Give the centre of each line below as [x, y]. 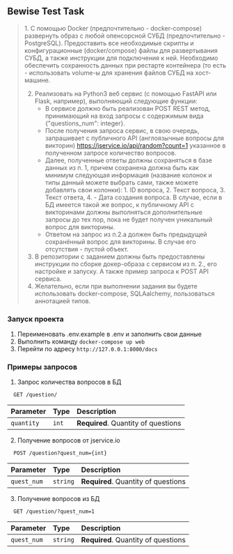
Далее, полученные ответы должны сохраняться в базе [128, 160]
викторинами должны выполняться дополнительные [124, 212]
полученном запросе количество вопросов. [111, 153]
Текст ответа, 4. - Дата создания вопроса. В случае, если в [134, 197]
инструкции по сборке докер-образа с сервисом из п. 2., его [126, 263]
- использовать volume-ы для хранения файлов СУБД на [109, 72]
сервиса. [48, 279]
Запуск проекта [35, 318]
